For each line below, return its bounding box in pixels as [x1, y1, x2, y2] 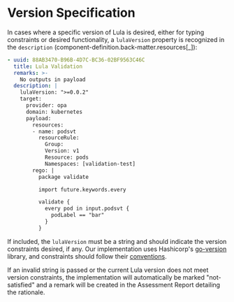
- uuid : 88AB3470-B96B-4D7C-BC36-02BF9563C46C [7, 56, 145, 64]
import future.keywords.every [38, 186, 127, 193]
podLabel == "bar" [51, 212, 105, 219]
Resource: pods [44, 154, 89, 161]
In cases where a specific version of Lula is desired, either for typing [7, 28, 205, 36]
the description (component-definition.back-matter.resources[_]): [7, 43, 198, 51]
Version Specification [7, 5, 136, 21]
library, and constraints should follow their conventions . [7, 252, 167, 260]
